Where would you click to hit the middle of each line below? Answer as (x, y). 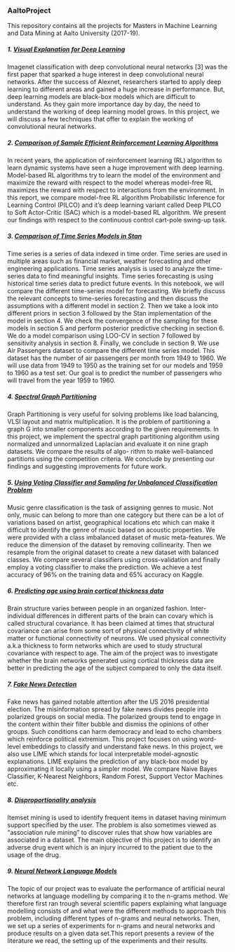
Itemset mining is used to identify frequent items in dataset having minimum (117, 818)
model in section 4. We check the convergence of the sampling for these (112, 321)
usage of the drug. (34, 855)
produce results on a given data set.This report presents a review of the (111, 933)
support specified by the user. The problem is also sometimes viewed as (112, 825)
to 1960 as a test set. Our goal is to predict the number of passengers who (115, 373)
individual (21, 616)
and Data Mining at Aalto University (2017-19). (74, 33)
